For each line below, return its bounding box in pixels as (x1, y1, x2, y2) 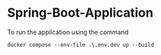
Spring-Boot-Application (7, 5, 153, 21)
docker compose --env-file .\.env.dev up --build (7, 41, 155, 48)
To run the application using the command (7, 28, 129, 36)
